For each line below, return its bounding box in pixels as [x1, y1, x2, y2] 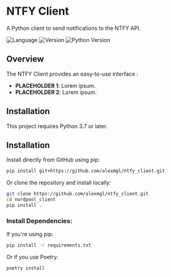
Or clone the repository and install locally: [6, 179, 111, 187]
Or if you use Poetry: [6, 253, 59, 261]
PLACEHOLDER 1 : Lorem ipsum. [15, 82, 96, 89]
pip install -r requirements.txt [6, 242, 92, 248]
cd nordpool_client [6, 196, 56, 203]
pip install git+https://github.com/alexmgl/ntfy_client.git [6, 168, 166, 174]
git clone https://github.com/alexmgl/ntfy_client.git [6, 191, 149, 197]
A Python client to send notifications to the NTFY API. [6, 24, 141, 32]
